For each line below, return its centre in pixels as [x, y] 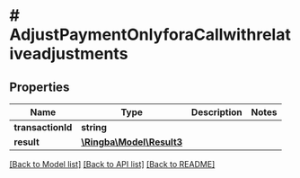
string [94, 127]
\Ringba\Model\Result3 [132, 142]
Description [217, 112]
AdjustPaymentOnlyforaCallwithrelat [150, 35]
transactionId [43, 127]
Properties [40, 87]
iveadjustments [69, 54]
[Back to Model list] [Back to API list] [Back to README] [112, 164]
